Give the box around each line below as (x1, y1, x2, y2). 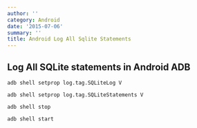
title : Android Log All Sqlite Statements (7, 36, 131, 43)
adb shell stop (7, 103, 51, 110)
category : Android (7, 17, 60, 23)
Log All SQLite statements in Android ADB (7, 61, 191, 73)
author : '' (7, 10, 39, 17)
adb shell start (7, 115, 54, 122)
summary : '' (7, 29, 41, 36)
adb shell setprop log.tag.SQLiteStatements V (7, 91, 144, 98)
